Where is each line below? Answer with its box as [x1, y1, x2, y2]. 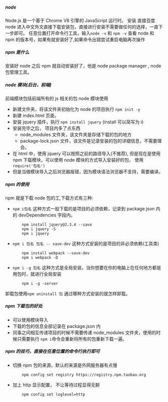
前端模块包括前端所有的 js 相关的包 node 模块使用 [5, 95, 108, 101]
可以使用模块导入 [12, 317, 48, 323]
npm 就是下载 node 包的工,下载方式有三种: [5, 195, 93, 201]
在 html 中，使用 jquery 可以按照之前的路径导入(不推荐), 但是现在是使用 [12, 150, 161, 157]
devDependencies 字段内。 [18, 212, 76, 218]
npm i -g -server [22, 281, 58, 286]
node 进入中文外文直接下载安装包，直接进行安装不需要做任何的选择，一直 [5, 23, 159, 30]
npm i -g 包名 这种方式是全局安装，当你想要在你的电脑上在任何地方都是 [12, 264, 161, 271]
